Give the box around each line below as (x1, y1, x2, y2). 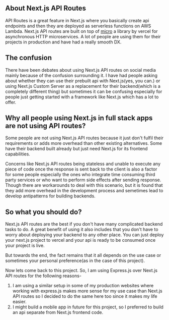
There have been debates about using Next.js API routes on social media (5, 67, 156, 73)
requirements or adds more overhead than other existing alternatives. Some (5, 140, 162, 146)
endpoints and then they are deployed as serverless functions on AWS (5, 23, 151, 29)
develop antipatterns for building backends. (5, 193, 96, 199)
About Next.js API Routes (5, 4, 87, 13)
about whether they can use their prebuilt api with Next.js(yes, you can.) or (5, 78, 160, 84)
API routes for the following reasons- (5, 273, 82, 279)
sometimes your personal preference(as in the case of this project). (5, 257, 145, 264)
